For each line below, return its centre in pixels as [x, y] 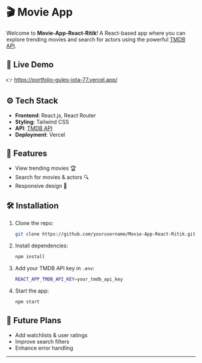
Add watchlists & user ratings [51, 335]
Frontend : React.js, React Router [55, 115]
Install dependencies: [41, 246]
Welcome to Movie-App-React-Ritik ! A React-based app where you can [96, 33]
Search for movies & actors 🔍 [52, 177]
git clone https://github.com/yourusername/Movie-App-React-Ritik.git [105, 234]
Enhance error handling [44, 348]
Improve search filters [42, 341]
